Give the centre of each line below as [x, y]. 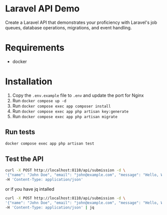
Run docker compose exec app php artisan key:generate [70, 111]
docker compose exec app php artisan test [50, 143]
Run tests [20, 132]
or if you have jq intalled [30, 189]
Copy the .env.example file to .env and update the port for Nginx [78, 95]
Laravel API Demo [42, 9]
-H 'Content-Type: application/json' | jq [50, 207]
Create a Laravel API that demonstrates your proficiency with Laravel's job [81, 22]
